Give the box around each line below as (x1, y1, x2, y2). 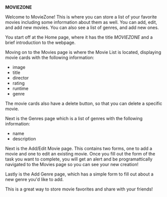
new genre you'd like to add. (5, 176, 64, 182)
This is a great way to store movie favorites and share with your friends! (5, 186, 153, 192)
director (12, 75, 29, 80)
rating (12, 80, 25, 86)
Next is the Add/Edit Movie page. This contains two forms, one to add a (5, 145, 152, 151)
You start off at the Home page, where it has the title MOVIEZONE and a (5, 34, 153, 40)
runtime (12, 85, 29, 91)
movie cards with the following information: (5, 54, 94, 60)
